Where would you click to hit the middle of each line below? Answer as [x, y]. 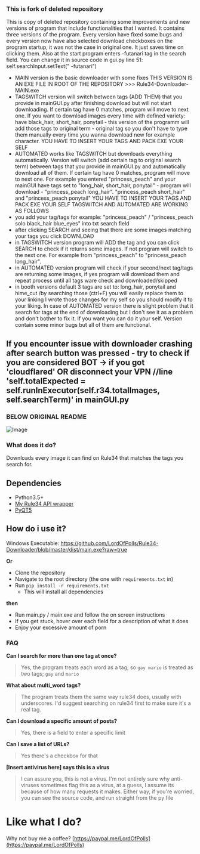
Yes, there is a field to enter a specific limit [73, 733]
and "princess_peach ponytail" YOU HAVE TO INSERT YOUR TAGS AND [103, 198]
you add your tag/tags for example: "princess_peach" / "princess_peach [104, 217]
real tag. [31, 710]
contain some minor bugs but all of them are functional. [83, 325]
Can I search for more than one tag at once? [61, 656]
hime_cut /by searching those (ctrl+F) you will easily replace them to [99, 293]
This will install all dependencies [63, 592]
